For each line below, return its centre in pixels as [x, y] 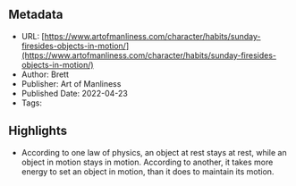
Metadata [36, 15]
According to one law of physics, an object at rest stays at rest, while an [154, 152]
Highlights [38, 131]
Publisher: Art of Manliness [71, 83]
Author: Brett [45, 74]
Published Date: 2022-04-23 [75, 93]
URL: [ [33, 36]
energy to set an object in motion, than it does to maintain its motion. [148, 171]
